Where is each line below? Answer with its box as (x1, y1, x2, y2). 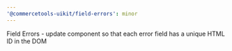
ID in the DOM (6, 36, 47, 45)
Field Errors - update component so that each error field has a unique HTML (6, 29, 226, 38)
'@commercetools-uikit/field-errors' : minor (6, 10, 138, 17)
